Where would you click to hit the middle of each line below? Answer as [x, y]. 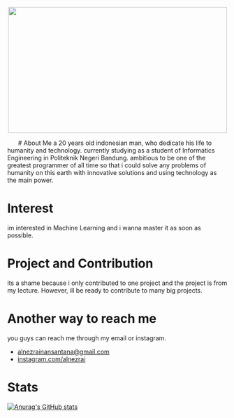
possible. [20, 235]
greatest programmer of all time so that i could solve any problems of [107, 165]
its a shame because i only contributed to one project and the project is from [117, 283]
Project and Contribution [80, 264]
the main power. [30, 180]
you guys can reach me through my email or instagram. [87, 338]
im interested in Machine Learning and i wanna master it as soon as [104, 228]
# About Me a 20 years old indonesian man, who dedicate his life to [115, 143]
